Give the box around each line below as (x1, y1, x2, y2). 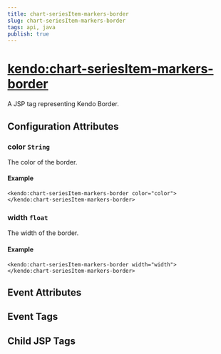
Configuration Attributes (7, 120, 119, 132)
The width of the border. (7, 229, 79, 237)
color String (7, 142, 50, 152)
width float (7, 213, 48, 222)
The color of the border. (7, 157, 78, 166)
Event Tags (7, 311, 58, 323)
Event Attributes (7, 286, 82, 298)
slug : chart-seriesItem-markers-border (7, 17, 126, 24)
